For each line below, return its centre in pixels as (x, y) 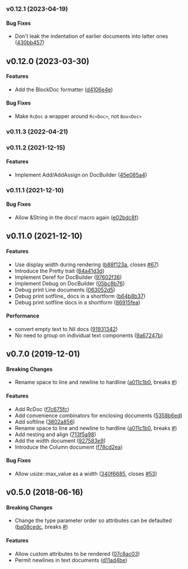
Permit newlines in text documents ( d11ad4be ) (71, 560)
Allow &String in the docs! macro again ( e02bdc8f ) (77, 218)
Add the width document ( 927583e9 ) (60, 440)
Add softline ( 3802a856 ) (45, 422)
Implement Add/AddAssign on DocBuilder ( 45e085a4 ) (81, 174)
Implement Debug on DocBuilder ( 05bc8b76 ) (70, 283)
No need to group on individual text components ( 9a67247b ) (89, 335)
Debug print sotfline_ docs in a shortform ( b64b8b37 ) (80, 296)
